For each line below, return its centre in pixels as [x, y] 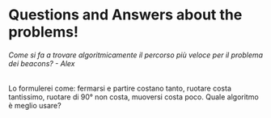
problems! [44, 32]
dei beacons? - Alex [42, 63]
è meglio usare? [35, 106]
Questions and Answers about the [125, 15]
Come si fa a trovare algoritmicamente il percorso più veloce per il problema [136, 55]
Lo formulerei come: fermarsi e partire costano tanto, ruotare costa [120, 88]
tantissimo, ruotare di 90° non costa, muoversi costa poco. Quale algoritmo [133, 97]
